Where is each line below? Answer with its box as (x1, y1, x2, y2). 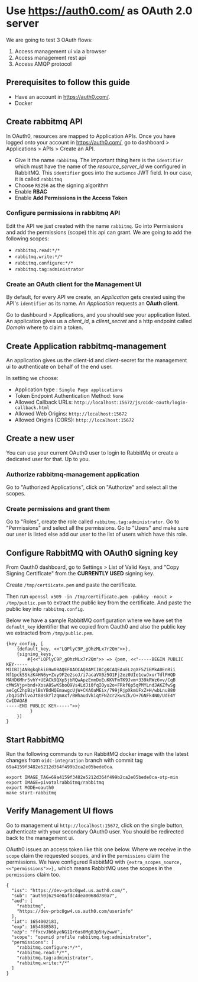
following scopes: (6, 235, 49, 242)
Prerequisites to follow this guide (6, 78, 130, 88)
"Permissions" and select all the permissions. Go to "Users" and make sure (6, 524, 189, 532)
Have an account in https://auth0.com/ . (14, 93, 111, 100)
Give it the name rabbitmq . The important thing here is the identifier (14, 156, 183, 163)
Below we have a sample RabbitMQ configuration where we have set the (6, 617, 183, 624)
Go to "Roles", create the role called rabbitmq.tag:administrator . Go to (6, 518, 180, 525)
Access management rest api (14, 54, 86, 61)
